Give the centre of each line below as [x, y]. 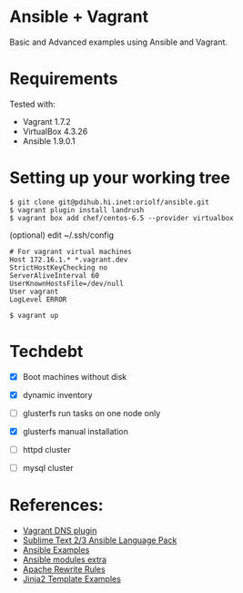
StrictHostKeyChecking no [58, 267]
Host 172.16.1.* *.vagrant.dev [69, 260]
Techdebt [46, 352]
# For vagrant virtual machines [71, 251]
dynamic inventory [57, 394]
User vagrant [34, 291]
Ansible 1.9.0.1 [49, 141]
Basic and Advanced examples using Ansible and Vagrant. [119, 42]
